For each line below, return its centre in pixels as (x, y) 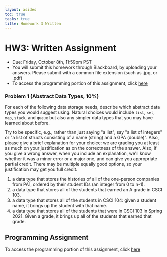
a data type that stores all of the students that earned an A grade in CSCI (87, 190)
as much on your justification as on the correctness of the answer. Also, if (81, 148)
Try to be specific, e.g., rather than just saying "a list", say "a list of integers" (83, 132)
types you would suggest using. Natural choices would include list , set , (80, 112)
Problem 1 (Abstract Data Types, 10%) (52, 96)
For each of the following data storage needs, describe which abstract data (83, 107)
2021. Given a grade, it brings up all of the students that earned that (82, 216)
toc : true (15, 14)
